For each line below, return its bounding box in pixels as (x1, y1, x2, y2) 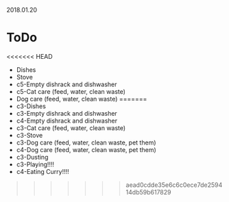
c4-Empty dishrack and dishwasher (16, 116, 118, 125)
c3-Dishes (16, 102, 46, 110)
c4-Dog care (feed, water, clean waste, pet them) (16, 145, 157, 153)
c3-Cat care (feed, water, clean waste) (16, 123, 126, 132)
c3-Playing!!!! (16, 160, 55, 168)
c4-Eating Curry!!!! (16, 167, 69, 175)
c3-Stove (16, 131, 43, 139)
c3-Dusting (16, 153, 49, 161)
